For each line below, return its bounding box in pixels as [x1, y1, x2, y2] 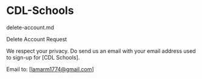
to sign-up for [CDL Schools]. [6, 53, 80, 61]
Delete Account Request [6, 35, 67, 43]
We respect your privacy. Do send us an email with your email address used [6, 47, 196, 55]
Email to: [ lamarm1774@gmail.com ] [6, 65, 94, 73]
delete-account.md [6, 24, 55, 31]
